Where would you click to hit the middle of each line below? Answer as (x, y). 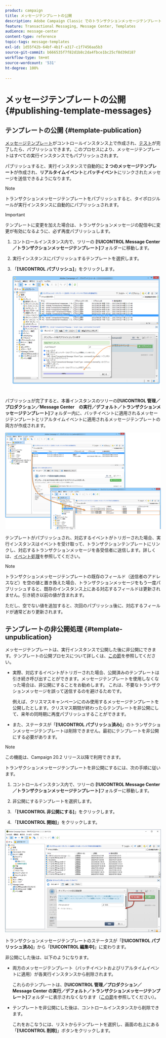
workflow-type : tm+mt (27, 58)
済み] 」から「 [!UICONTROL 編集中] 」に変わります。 (75, 947)
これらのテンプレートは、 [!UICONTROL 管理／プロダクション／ (77, 985)
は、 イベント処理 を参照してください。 (44, 556)
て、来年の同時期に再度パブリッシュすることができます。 (70, 714)
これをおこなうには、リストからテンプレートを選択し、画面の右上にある (86, 1025)
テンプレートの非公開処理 (44, 629)
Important (15, 215)
